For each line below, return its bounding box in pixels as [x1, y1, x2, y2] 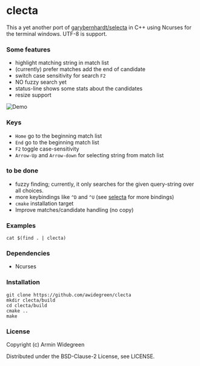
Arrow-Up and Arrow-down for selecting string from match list [15, 151, 164, 158]
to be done [6, 166, 38, 175]
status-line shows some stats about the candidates [15, 85, 143, 92]
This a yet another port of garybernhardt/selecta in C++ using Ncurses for [6, 24, 192, 31]
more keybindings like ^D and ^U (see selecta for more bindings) [15, 193, 175, 200]
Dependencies [6, 249, 50, 258]
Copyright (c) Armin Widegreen [6, 341, 85, 348]
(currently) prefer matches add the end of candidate [15, 66, 145, 73]
